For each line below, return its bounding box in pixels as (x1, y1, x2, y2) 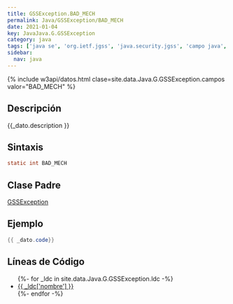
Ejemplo (7, 218, 43, 230)
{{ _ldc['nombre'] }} (17, 282, 74, 290)
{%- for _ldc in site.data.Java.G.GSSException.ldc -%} (17, 274, 174, 283)
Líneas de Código (7, 256, 85, 268)
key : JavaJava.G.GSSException (7, 29, 96, 37)
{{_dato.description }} (7, 121, 70, 129)
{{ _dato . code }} (7, 236, 55, 243)
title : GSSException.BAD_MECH (7, 10, 96, 17)
